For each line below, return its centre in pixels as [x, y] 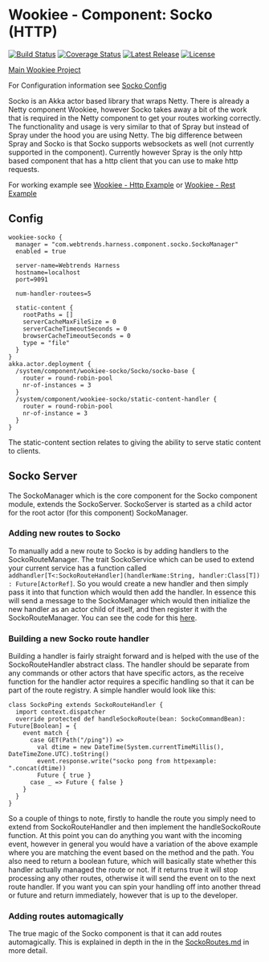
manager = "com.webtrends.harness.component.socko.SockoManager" [127, 244]
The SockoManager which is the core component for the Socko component [133, 495]
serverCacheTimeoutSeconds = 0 [75, 329]
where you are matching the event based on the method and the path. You [131, 853]
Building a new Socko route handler [79, 639]
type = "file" [46, 343]
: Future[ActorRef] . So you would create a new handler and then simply [128, 583]
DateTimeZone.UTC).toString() [59, 754]
